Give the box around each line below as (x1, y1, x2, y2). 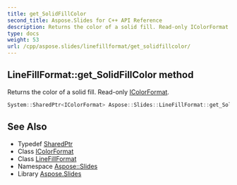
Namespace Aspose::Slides (17, 162, 98, 170)
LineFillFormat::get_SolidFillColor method (7, 69, 194, 81)
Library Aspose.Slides (17, 170, 82, 178)
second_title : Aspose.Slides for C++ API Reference (7, 17, 162, 24)
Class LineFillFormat (17, 154, 77, 162)
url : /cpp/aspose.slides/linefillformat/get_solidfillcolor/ (7, 43, 191, 50)
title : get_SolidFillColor (7, 10, 87, 18)
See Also (7, 121, 47, 133)
